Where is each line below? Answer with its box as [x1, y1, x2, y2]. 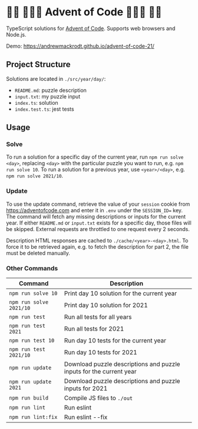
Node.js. [6, 31, 27, 38]
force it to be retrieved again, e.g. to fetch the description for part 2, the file [6, 243, 189, 250]
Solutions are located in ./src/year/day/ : [6, 75, 106, 82]
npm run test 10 [9, 337, 55, 344]
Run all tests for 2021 [64, 325, 124, 333]
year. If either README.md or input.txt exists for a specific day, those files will [6, 219, 192, 226]
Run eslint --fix [64, 413, 108, 421]
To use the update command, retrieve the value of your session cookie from [6, 200, 190, 207]
